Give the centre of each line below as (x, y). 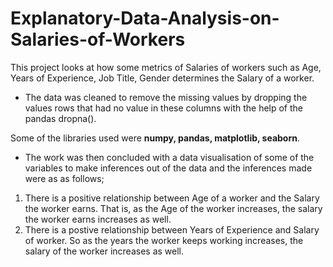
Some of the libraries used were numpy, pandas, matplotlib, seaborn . (155, 138)
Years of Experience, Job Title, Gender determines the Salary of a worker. (162, 78)
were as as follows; (64, 178)
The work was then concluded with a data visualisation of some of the (169, 157)
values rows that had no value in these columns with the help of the (164, 108)
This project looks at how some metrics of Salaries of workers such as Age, (166, 67)
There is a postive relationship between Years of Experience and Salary (172, 229)
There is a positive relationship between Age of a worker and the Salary (172, 198)
